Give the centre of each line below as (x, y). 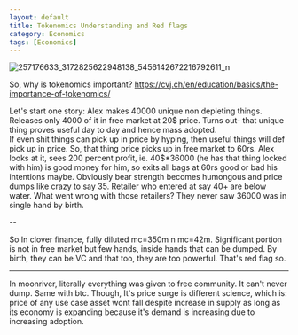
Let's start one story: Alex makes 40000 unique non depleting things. (136, 111)
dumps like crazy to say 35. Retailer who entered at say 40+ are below (138, 186)
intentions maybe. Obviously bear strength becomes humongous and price (146, 177)
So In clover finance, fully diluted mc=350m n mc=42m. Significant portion (145, 239)
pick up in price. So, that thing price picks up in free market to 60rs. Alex (142, 149)
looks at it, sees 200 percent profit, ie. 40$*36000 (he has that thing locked (148, 158)
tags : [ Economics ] (43, 42)
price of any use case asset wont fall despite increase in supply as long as (145, 303)
